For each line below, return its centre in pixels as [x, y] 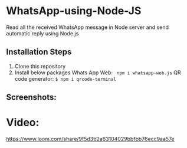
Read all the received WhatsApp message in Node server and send [88, 27]
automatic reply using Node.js [42, 33]
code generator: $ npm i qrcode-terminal [65, 78]
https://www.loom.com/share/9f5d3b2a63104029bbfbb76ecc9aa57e [91, 139]
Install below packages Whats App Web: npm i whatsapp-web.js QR [98, 73]
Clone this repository [40, 66]
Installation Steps [39, 52]
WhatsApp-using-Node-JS [74, 11]
